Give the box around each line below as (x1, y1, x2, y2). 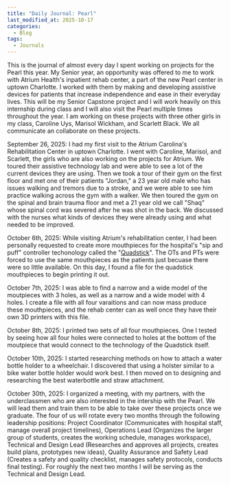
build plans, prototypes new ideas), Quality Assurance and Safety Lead (7, 448, 208, 456)
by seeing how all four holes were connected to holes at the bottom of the (7, 334, 216, 341)
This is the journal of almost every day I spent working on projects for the (7, 61, 214, 69)
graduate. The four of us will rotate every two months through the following (7, 411, 220, 420)
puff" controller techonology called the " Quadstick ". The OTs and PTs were (7, 248, 220, 257)
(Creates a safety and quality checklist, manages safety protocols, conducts (7, 455, 223, 463)
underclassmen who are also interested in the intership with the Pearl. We (7, 397, 216, 405)
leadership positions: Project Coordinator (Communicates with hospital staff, (7, 419, 223, 427)
